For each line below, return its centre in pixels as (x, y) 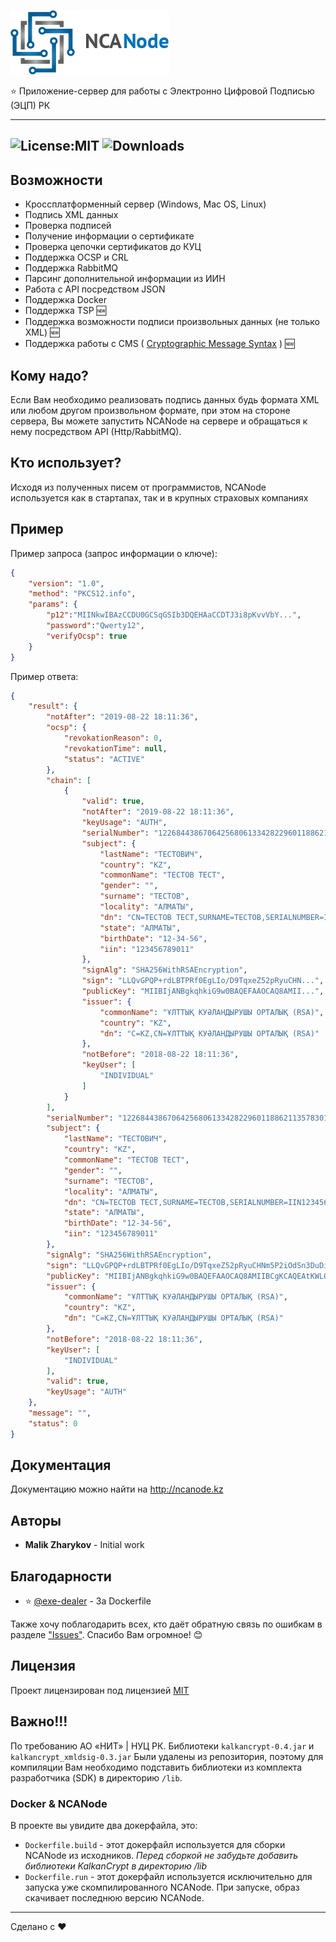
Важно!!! (39, 1721)
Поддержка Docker (66, 300)
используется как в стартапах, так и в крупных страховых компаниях (159, 497)
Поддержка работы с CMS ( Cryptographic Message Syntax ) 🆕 (159, 344)
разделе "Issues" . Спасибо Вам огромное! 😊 (106, 1635)
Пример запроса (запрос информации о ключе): (114, 553)
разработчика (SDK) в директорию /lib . (96, 1777)
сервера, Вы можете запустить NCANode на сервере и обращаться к (159, 421)
